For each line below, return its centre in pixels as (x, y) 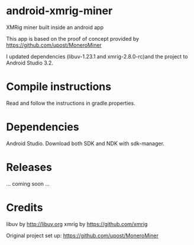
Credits (25, 207)
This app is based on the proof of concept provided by (73, 38)
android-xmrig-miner (59, 11)
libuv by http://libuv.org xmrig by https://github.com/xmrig (77, 224)
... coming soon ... (28, 183)
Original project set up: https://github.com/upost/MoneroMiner (82, 236)
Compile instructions (59, 87)
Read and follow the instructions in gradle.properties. (71, 103)
